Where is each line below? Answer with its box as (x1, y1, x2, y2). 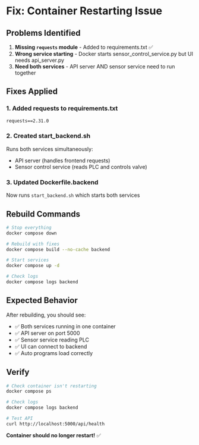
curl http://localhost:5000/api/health (6, 421, 105, 427)
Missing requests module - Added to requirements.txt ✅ (14, 43, 153, 51)
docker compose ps (6, 388, 52, 394)
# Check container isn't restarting (6, 383, 97, 389)
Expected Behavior (6, 296, 78, 306)
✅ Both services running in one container (14, 322, 116, 330)
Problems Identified (6, 28, 81, 38)
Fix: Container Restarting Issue (6, 4, 162, 18)
